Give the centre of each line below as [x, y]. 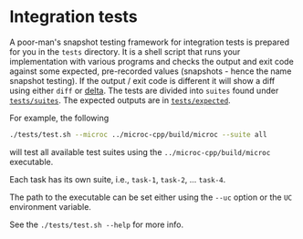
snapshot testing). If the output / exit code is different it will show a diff [142, 80]
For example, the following [59, 118]
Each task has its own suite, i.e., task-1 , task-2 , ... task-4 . [118, 179]
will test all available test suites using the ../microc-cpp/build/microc [140, 151]
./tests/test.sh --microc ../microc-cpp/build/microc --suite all [138, 134]
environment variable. [50, 206]
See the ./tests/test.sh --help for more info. [97, 224]
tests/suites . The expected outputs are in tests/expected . [120, 100]
